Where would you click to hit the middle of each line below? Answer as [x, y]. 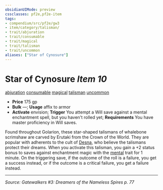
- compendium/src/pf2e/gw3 [32, 23]
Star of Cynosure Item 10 [56, 79]
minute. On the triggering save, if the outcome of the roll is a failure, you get [81, 158]
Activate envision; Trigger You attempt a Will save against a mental [79, 112]
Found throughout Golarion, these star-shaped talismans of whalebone [76, 132]
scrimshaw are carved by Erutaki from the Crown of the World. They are [77, 137]
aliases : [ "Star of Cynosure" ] [37, 55]
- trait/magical [21, 41]
